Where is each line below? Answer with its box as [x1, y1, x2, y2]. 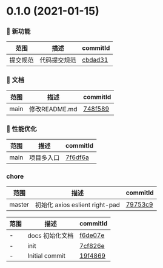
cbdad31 [82, 56, 108, 64]
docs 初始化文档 [27, 232, 74, 240]
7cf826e [79, 242, 105, 250]
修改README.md [29, 105, 78, 113]
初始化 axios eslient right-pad [35, 201, 120, 209]
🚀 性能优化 [6, 125, 38, 133]
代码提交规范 [39, 56, 77, 64]
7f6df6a [65, 153, 90, 162]
